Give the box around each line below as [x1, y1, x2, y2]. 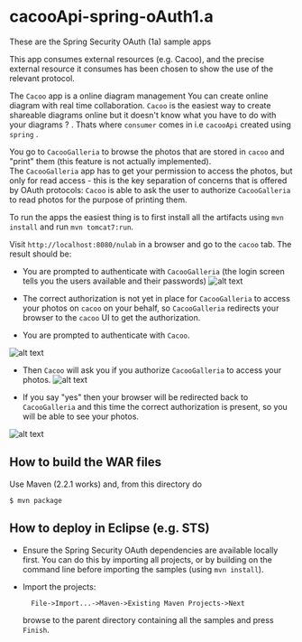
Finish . [22, 624, 50, 635]
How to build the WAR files [9, 454, 162, 470]
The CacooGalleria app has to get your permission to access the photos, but [9, 165, 293, 176]
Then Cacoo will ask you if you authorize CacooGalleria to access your [22, 364, 282, 376]
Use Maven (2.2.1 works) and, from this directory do [9, 479, 203, 489]
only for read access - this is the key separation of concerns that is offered [9, 174, 288, 186]
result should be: [9, 248, 72, 259]
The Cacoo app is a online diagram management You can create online [9, 90, 269, 101]
